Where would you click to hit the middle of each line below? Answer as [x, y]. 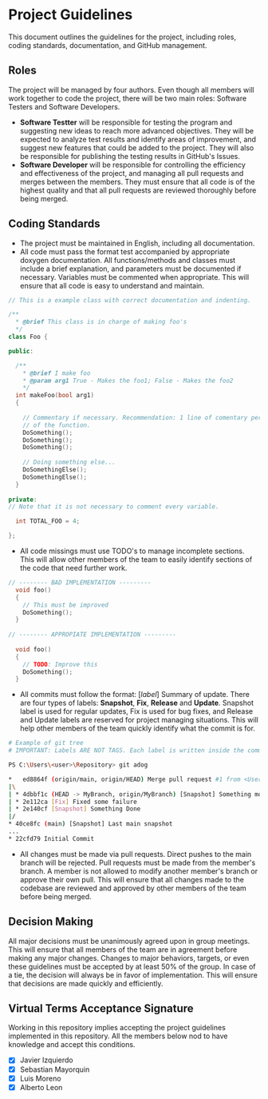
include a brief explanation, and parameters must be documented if [130, 269]
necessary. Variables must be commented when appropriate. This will [134, 277]
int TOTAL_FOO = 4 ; [48, 521]
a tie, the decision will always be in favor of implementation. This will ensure [133, 975]
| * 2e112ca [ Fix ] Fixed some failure [73, 802]
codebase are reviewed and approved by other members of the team [133, 888]
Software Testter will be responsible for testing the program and [126, 122]
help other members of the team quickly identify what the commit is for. [137, 728]
